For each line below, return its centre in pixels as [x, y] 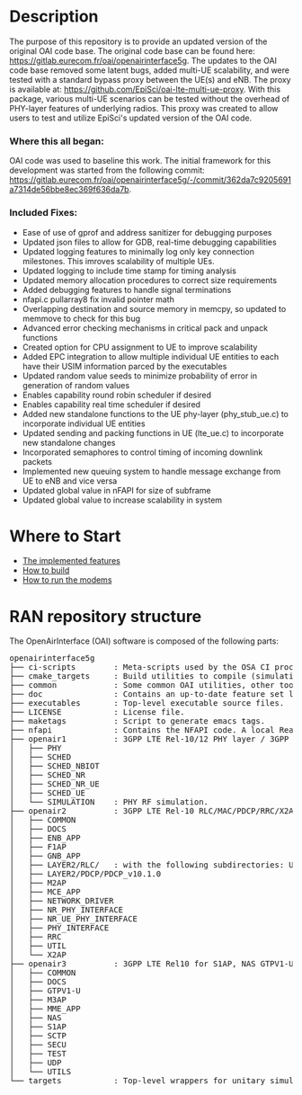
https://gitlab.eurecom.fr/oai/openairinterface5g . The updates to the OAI [143, 60]
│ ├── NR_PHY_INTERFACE [67, 910]
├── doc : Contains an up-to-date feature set [147, 694]
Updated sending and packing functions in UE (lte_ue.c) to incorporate [153, 432]
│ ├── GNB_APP [45, 856]
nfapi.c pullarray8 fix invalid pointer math [98, 299]
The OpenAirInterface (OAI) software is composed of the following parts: [144, 641]
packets [37, 461]
